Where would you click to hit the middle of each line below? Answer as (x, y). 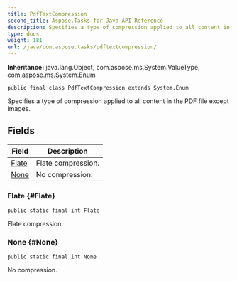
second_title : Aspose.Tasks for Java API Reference (85, 21)
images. (19, 108)
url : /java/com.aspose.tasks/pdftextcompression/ (82, 47)
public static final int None (52, 257)
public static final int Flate (54, 211)
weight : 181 (25, 41)
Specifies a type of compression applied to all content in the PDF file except (118, 101)
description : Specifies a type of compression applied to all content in (119, 27)
